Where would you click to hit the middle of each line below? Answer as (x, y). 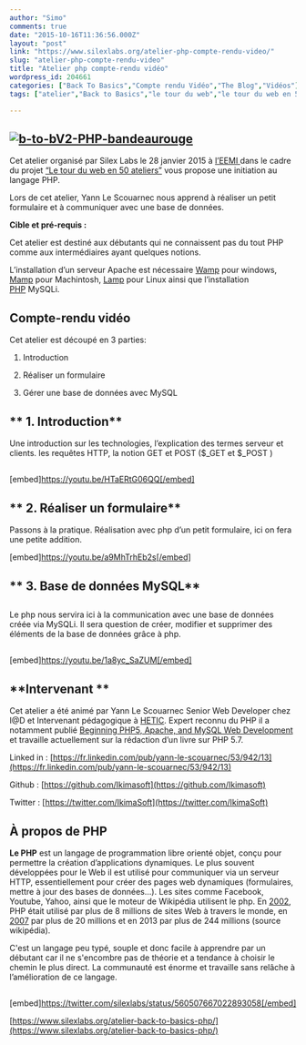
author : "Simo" (38, 18)
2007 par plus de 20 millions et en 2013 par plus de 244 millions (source (145, 920)
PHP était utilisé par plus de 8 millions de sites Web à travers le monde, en (149, 910)
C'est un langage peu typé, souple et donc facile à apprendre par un (138, 948)
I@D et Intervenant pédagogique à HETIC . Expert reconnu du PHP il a (140, 721)
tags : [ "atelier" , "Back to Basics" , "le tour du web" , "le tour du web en (150, 94)
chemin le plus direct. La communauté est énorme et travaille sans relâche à (153, 967)
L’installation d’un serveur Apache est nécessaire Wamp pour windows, (143, 270)
